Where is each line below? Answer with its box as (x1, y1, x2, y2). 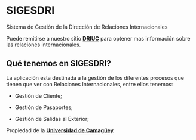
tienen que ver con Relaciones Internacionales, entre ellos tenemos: (6, 80, 173, 88)
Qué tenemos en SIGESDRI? (6, 58, 112, 69)
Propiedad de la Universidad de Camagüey (6, 126, 114, 134)
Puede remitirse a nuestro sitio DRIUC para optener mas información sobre (6, 35, 191, 42)
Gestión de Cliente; (14, 92, 63, 99)
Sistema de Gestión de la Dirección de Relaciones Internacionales (6, 23, 168, 30)
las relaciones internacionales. (6, 41, 81, 48)
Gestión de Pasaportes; (14, 104, 73, 111)
